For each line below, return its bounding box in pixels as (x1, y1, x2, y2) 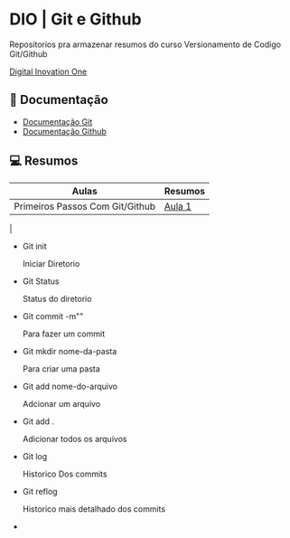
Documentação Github (22, 126, 107, 137)
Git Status (22, 276, 60, 287)
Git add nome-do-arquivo (22, 381, 118, 392)
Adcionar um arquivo (22, 398, 101, 409)
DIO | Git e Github (9, 9, 142, 30)
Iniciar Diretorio (22, 258, 80, 269)
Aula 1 (164, 200, 192, 212)
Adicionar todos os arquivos (22, 433, 127, 444)
